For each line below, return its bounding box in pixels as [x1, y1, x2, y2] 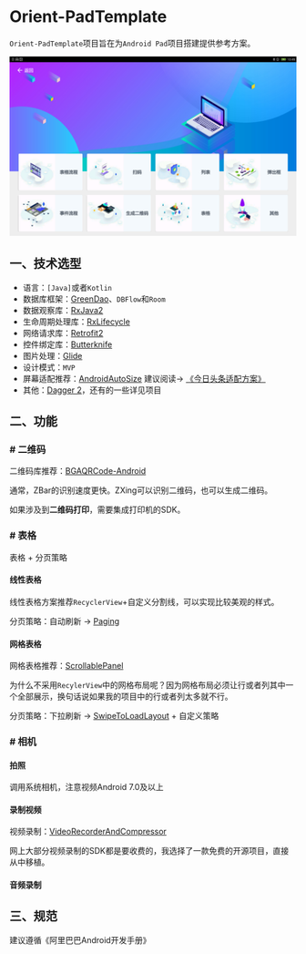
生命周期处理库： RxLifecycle [22, 316, 130, 327]
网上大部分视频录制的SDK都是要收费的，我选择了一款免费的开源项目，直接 [9, 846, 290, 857]
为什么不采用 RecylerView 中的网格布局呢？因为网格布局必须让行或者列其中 [9, 680, 286, 691]
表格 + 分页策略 [9, 551, 68, 562]
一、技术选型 [9, 256, 82, 272]
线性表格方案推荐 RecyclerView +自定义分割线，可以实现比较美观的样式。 [9, 596, 280, 607]
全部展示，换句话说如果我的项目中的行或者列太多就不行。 [16, 691, 233, 703]
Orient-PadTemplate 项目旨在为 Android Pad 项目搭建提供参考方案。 [9, 37, 256, 48]
